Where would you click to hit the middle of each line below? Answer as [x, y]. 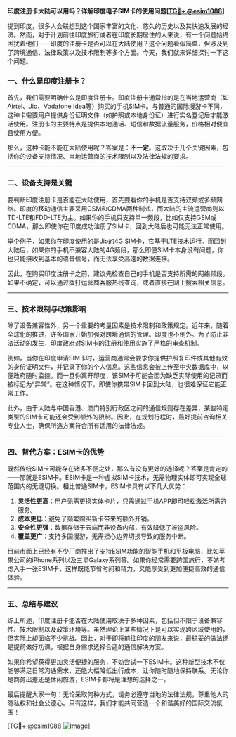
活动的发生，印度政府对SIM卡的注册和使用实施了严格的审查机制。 [108, 343]
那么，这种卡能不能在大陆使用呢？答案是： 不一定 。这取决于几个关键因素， [115, 148]
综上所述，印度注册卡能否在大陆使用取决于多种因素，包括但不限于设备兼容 [115, 620]
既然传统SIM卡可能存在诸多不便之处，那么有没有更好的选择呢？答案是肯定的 [118, 469]
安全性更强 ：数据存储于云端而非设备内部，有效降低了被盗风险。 [110, 528]
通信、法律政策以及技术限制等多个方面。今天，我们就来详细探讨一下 [124, 52]
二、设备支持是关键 [40, 183]
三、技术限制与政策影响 [47, 308]
